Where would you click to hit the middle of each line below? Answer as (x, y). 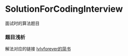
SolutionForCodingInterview (64, 9)
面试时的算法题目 (22, 23)
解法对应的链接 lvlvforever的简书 (38, 49)
